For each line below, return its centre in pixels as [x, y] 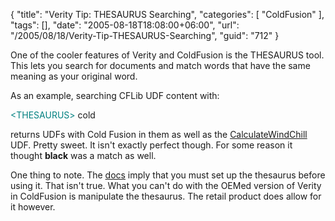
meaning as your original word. [74, 76]
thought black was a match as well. [83, 155]
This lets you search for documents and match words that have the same [160, 65]
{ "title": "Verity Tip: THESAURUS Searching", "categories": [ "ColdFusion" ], [167, 14]
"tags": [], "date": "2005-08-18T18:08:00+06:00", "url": [125, 25]
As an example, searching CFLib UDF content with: [115, 95]
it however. [33, 207]
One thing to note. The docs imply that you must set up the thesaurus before [168, 175]
